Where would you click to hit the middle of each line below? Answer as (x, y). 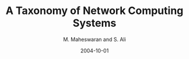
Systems (94, 23)
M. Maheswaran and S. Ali (94, 39)
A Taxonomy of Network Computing (94, 11)
